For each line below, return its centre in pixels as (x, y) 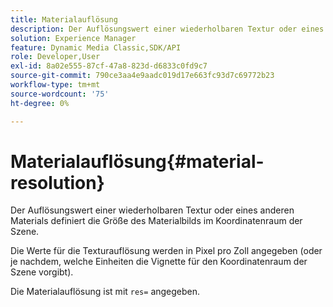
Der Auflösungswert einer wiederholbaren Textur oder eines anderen (152, 210)
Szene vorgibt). (42, 272)
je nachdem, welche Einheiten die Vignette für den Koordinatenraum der (159, 262)
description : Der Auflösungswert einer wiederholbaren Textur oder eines (167, 29)
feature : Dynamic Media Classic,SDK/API (96, 47)
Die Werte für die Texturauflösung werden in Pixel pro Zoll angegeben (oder (166, 251)
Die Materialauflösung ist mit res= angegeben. (105, 292)
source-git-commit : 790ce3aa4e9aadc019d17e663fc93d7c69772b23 (142, 76)
